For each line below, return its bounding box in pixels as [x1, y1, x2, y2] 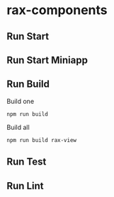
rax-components [6, 2, 108, 18]
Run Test [6, 156, 47, 168]
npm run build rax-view [6, 136, 77, 143]
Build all [6, 123, 30, 131]
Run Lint [6, 179, 44, 192]
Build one [6, 97, 35, 105]
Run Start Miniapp [6, 54, 88, 66]
